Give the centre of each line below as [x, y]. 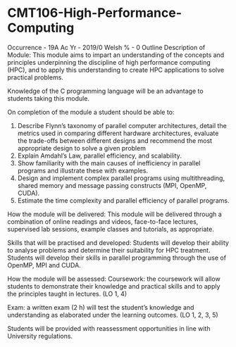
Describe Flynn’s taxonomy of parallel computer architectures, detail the [122, 125]
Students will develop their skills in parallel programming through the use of [117, 258]
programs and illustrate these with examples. [83, 170]
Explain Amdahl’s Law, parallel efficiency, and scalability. [99, 156]
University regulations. [40, 336]
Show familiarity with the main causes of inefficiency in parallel [109, 163]
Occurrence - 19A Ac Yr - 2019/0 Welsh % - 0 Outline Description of [106, 47]
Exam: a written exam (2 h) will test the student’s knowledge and [101, 307]
